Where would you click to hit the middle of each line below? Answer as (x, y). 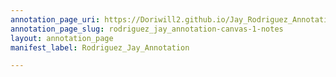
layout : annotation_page (62, 38)
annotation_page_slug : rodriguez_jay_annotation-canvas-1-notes (147, 29)
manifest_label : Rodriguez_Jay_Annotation (100, 47)
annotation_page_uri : (55, 19)
